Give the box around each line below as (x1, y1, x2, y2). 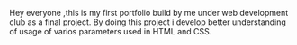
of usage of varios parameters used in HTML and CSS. (9, 26, 212, 36)
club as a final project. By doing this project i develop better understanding (9, 17, 286, 27)
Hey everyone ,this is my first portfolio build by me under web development (9, 8, 289, 18)
